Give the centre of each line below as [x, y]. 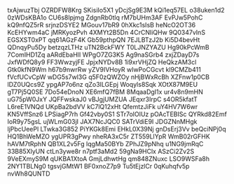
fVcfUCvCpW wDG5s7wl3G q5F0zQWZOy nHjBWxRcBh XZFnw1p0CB [109, 77]
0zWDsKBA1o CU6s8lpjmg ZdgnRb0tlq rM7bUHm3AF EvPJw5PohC [105, 17]
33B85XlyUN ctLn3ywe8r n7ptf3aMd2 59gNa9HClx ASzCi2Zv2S [101, 151]
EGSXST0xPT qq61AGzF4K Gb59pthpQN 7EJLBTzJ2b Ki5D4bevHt [104, 40]
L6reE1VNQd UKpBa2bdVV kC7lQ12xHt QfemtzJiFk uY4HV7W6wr [103, 107]
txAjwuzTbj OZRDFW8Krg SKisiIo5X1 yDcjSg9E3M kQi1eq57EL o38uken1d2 [116, 10]
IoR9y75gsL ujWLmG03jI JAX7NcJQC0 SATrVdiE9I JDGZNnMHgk [102, 121]
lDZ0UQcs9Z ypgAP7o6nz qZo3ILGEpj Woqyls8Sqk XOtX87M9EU [103, 84]
